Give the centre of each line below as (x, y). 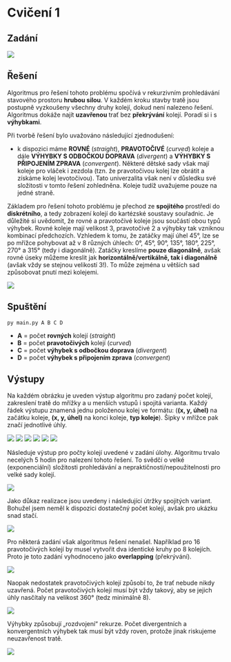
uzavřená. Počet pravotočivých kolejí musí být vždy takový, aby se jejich (110, 590)
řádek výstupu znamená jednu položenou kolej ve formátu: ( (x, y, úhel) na (112, 410)
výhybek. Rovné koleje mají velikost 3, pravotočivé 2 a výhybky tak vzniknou (116, 228)
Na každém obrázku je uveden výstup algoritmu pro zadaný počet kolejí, (110, 396)
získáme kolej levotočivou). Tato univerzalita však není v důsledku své (117, 178)
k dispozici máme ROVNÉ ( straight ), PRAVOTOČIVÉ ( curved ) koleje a (115, 148)
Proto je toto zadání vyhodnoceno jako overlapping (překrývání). (99, 556)
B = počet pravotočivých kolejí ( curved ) (74, 342)
